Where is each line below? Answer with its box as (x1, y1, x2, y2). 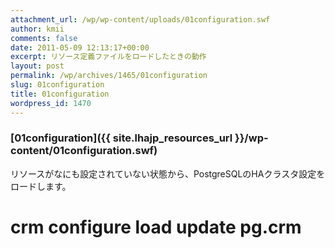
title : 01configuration (10, 89, 110, 99)
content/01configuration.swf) (10, 144, 158, 158)
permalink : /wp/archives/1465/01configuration (10, 71, 208, 81)
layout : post (10, 61, 65, 71)
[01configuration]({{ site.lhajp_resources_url (10, 131, 233, 145)
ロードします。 (10, 180, 72, 192)
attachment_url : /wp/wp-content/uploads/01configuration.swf (10, 14, 271, 25)
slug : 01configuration (10, 80, 105, 90)
